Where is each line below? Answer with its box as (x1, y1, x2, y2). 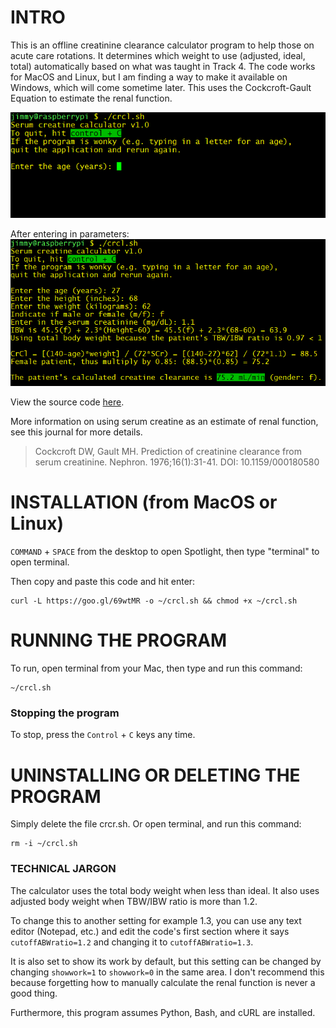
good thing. (10, 987, 58, 999)
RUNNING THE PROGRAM (10, 629, 228, 652)
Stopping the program (10, 706, 120, 720)
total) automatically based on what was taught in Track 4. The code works (10, 60, 316, 72)
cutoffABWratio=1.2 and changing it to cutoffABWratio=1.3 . (10, 936, 254, 948)
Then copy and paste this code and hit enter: (10, 576, 196, 588)
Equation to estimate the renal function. (10, 92, 173, 104)
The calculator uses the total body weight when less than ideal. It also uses (10, 884, 320, 896)
